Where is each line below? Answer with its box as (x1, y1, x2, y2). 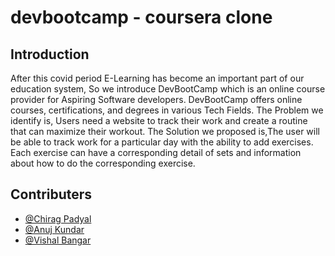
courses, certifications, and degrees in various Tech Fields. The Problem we (10, 104, 324, 116)
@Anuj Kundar (24, 223, 85, 235)
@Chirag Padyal (24, 212, 92, 225)
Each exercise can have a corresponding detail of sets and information (10, 147, 302, 158)
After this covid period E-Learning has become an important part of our (10, 72, 305, 84)
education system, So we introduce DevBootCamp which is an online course (10, 83, 326, 95)
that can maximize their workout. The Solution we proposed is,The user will (10, 126, 320, 137)
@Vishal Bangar (24, 234, 92, 246)
